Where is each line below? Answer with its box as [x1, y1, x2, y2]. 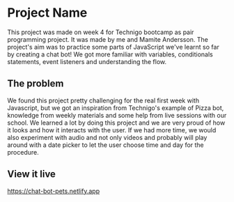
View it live [7, 169, 56, 180]
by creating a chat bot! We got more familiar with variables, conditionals [7, 50, 214, 59]
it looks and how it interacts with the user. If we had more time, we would [7, 125, 217, 134]
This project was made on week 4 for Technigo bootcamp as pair [7, 28, 194, 36]
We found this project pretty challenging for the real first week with [7, 96, 200, 104]
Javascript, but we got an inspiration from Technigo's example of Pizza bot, [7, 103, 224, 112]
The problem [7, 78, 64, 90]
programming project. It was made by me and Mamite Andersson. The [7, 35, 209, 43]
